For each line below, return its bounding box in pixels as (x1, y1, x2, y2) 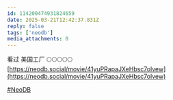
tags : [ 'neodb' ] (7, 29, 53, 36)
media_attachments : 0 (7, 36, 69, 42)
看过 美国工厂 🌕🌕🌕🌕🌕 (7, 55, 73, 64)
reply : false (7, 23, 44, 29)
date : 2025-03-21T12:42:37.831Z (7, 16, 99, 23)
